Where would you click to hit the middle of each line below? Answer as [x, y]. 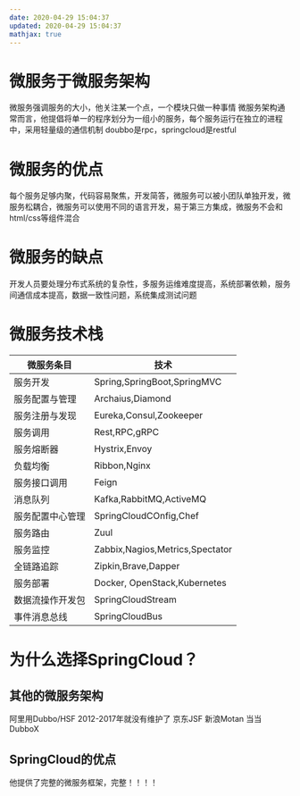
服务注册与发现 [46, 416]
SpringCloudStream [135, 599]
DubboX [25, 729]
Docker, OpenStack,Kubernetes [160, 583]
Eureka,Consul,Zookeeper [149, 415]
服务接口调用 [41, 483]
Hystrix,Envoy [123, 449]
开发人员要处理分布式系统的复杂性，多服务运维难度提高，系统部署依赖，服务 [150, 284]
